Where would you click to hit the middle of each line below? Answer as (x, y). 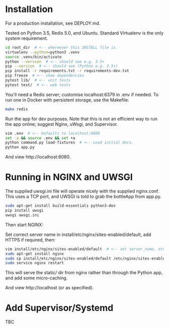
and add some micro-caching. (36, 278)
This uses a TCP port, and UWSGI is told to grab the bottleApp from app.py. (83, 197)
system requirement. (27, 38)
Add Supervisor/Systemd (59, 308)
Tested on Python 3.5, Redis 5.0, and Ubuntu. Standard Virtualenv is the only (84, 33)
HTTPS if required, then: (30, 239)
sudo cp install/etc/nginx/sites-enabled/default (58, 258)
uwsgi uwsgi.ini (22, 215)
